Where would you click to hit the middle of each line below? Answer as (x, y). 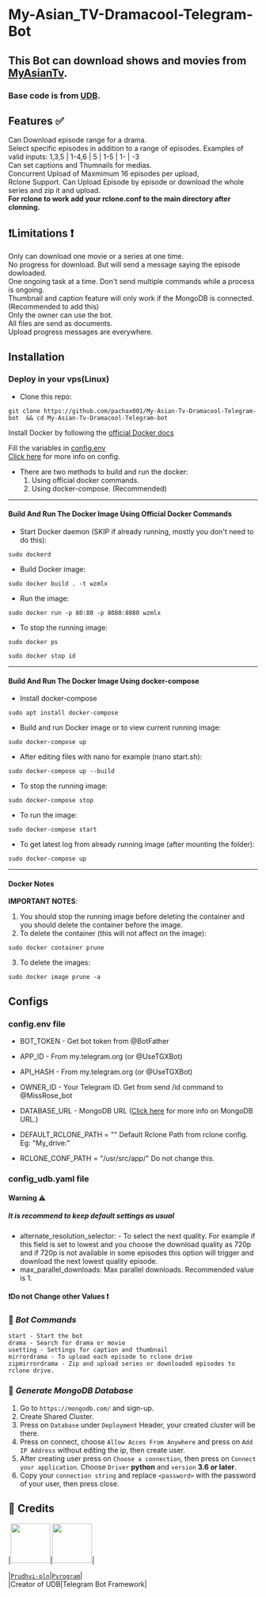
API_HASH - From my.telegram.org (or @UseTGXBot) (106, 1072)
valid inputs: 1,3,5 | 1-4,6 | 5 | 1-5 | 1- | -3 (74, 157)
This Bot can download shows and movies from (127, 61)
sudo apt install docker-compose (63, 713)
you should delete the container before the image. (101, 925)
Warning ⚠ (27, 1197)
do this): (33, 541)
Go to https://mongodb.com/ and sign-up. (87, 1408)
